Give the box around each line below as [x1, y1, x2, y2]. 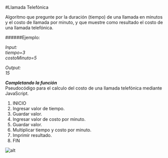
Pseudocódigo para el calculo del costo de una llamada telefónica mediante [5, 85, 162, 91]
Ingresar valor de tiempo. [12, 106, 65, 111]
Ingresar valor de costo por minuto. [12, 116, 86, 122]
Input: [5, 44, 18, 50]
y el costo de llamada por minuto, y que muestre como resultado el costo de [5, 20, 163, 25]
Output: [5, 65, 21, 70]
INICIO [12, 100, 27, 106]
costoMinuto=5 [5, 55, 37, 61]
